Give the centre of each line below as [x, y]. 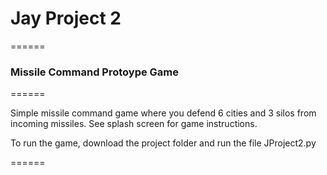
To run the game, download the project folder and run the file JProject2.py [163, 143]
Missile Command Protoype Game [95, 72]
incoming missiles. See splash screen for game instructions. [134, 124]
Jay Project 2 [66, 18]
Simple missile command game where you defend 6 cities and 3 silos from [163, 113]
